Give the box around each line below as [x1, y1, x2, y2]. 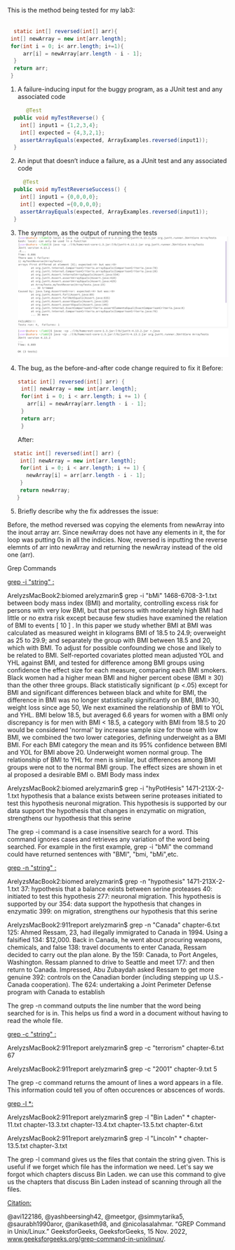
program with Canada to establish [7, 987, 105, 996]
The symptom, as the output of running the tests [17, 228, 158, 237]
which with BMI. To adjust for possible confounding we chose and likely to [7, 643, 222, 652]
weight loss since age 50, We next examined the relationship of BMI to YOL [7, 703, 224, 712]
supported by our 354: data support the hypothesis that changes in [7, 899, 202, 908]
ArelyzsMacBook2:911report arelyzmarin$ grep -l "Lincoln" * [7, 1134, 182, 1142]
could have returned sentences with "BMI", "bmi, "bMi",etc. [7, 849, 179, 858]
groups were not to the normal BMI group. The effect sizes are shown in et [7, 762, 222, 772]
